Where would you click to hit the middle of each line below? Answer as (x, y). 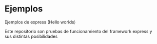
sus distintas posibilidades (31, 36)
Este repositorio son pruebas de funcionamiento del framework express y (78, 31)
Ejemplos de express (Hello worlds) (40, 22)
